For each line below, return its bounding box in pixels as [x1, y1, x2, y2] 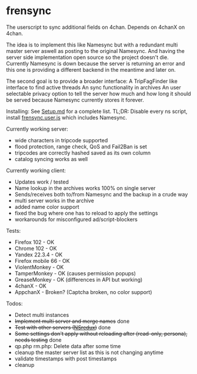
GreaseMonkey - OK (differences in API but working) [14, 276, 143, 283]
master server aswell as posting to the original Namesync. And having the [6, 47, 185, 54]
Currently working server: [6, 125, 69, 132]
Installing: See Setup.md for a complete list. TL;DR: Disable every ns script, [6, 108, 188, 115]
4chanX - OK [14, 282, 47, 289]
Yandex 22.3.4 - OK [14, 251, 63, 258]
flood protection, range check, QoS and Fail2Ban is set [14, 143, 147, 150]
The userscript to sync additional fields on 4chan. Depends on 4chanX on [6, 24, 185, 31]
